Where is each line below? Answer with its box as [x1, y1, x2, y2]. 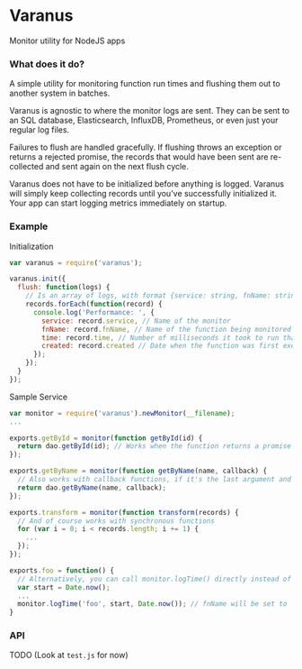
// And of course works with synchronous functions [17, 516, 216, 526]
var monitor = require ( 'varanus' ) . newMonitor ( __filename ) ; [9, 408, 235, 417]
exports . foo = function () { [9, 565, 115, 575]
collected [9, 161, 44, 172]
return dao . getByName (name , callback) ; [17, 483, 167, 492]
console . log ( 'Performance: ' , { [32, 307, 155, 316]
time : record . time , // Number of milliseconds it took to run [41, 333, 280, 343]
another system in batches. [9, 87, 111, 99]
